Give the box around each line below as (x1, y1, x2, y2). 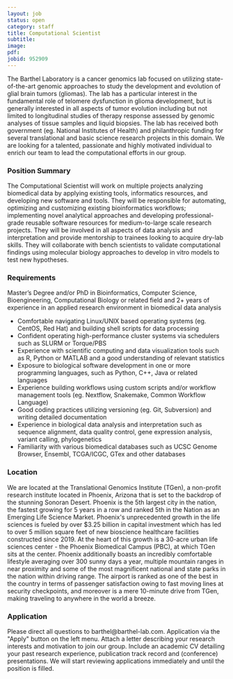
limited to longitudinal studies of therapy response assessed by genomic (7, 111, 215, 120)
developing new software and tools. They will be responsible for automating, (7, 196, 226, 205)
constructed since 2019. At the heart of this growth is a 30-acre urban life (7, 535, 218, 543)
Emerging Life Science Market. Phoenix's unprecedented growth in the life (7, 513, 220, 521)
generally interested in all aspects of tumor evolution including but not (7, 104, 207, 112)
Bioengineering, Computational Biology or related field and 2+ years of (7, 296, 210, 305)
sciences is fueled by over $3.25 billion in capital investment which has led (7, 520, 221, 529)
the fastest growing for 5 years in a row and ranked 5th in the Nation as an (7, 505, 220, 513)
